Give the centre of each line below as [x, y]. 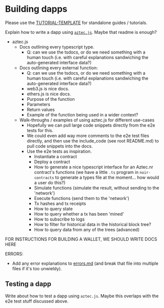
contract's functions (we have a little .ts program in [86, 172]
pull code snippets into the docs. [60, 146]
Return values [41, 110]
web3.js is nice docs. [48, 88]
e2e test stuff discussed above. [37, 301]
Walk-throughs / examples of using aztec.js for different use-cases [87, 120]
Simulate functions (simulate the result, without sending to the [97, 188]
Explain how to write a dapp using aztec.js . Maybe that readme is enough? [81, 32]
